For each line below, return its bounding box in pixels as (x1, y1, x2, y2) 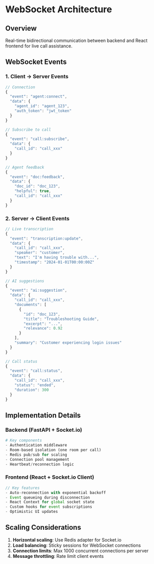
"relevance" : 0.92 (23, 326, 63, 331)
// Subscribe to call (5, 127, 52, 132)
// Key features (5, 485, 40, 490)
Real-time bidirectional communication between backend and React (5, 37, 148, 43)
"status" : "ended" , (14, 383, 56, 388)
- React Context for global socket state (5, 500, 95, 505)
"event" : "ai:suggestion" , (10, 288, 67, 293)
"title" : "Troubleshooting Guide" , (23, 316, 99, 321)
